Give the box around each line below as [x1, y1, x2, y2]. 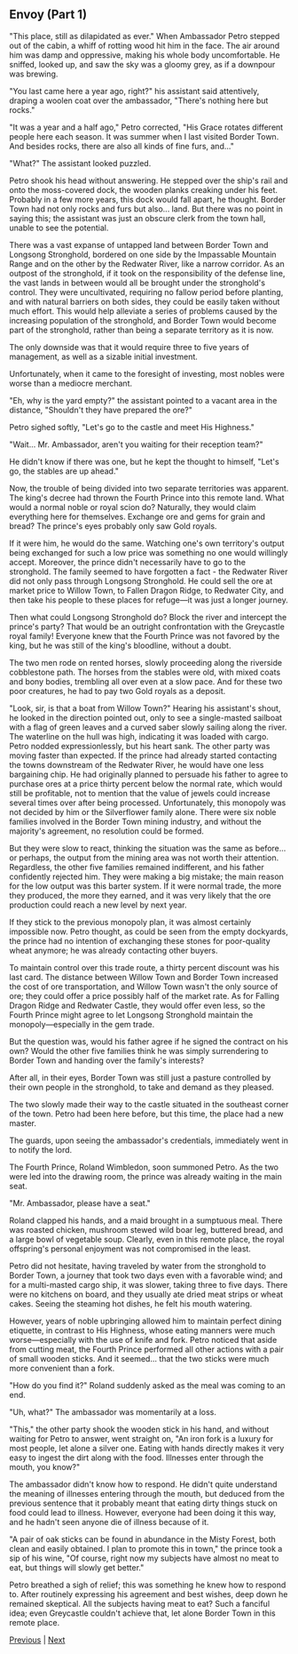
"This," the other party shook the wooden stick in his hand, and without [9, 1424, 270, 1434]
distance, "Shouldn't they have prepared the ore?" [9, 404, 193, 415]
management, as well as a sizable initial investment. [9, 351, 198, 362]
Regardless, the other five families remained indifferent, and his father [9, 861, 264, 872]
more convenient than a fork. [9, 1362, 115, 1373]
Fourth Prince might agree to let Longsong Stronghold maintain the [9, 1009, 254, 1020]
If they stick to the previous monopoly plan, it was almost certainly [9, 916, 252, 927]
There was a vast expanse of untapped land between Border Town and [9, 239, 269, 250]
